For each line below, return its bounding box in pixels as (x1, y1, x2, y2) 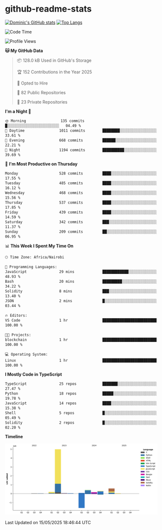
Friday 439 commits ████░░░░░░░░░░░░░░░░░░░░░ (5, 210, 157, 215)
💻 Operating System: (5, 352, 48, 357)
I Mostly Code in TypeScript (5, 371, 62, 377)
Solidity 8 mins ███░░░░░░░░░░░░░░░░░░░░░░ (5, 289, 157, 293)
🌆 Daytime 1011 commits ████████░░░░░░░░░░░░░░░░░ (5, 128, 157, 133)
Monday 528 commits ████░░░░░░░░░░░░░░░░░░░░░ (5, 171, 157, 176)
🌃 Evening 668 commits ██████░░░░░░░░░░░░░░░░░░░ (5, 137, 157, 143)
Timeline (5, 433, 23, 439)
